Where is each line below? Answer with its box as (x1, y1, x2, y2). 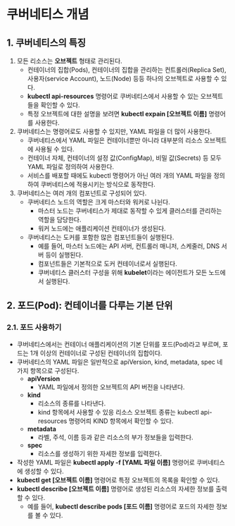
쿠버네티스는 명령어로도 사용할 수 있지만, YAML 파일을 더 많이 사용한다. (16, 128, 212, 135)
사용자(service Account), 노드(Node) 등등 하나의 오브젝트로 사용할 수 (27, 75, 220, 82)
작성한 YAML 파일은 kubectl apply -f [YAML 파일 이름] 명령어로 (16, 458, 195, 466)
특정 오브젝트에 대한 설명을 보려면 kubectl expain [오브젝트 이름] (27, 110, 208, 118)
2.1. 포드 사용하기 (6, 322, 62, 332)
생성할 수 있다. (24, 467, 64, 475)
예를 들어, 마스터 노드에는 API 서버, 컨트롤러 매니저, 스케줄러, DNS (37, 242, 220, 250)
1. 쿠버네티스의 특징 (6, 37, 86, 49)
